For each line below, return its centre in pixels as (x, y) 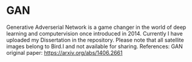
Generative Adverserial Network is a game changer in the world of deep (96, 27)
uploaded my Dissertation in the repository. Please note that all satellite (95, 40)
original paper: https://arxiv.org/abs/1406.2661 (64, 52)
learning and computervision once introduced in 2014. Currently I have (95, 33)
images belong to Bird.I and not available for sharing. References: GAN (95, 46)
